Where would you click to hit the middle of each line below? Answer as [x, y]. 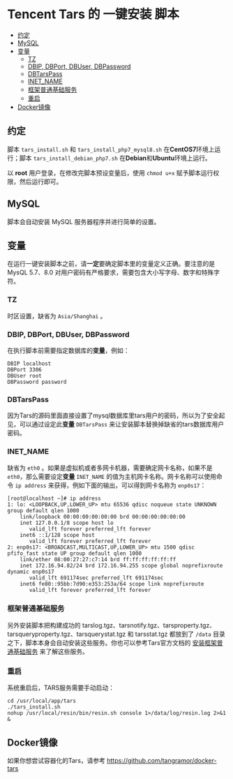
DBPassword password [37, 382]
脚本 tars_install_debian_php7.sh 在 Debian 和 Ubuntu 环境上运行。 [115, 158]
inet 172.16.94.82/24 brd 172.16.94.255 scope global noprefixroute [121, 565]
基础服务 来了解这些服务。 [51, 651]
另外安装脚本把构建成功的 [44, 625]
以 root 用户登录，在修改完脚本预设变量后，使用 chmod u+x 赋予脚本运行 [110, 172]
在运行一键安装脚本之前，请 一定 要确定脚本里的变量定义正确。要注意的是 [111, 264]
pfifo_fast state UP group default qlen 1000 [74, 553]
